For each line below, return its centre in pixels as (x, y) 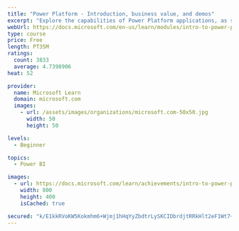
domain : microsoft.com (47, 99)
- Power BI (30, 164)
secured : (20, 216)
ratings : (20, 54)
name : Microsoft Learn (47, 93)
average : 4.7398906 (43, 67)
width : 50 (41, 119)
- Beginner (30, 145)
